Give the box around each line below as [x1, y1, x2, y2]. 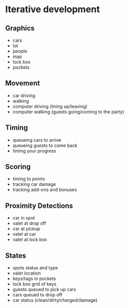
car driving [12, 93, 35, 99]
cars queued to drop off [12, 292, 62, 298]
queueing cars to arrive [12, 137, 62, 143]
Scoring [5, 163, 31, 171]
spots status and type [12, 265, 58, 271]
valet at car [12, 231, 36, 237]
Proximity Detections [5, 201, 73, 210]
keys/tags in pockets [12, 275, 56, 282]
